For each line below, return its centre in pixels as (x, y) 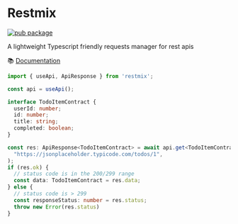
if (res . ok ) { (28, 167)
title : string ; (36, 122)
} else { (20, 187)
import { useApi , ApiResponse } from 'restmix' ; (80, 76)
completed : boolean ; (44, 128)
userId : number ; (38, 108)
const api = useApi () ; (41, 89)
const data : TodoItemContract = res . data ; (77, 181)
